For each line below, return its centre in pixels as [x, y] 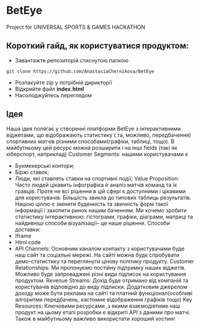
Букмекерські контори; [45, 165]
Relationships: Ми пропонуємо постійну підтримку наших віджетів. [100, 267]
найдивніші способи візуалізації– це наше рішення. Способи [92, 223]
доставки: [28, 229]
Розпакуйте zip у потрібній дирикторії [63, 82]
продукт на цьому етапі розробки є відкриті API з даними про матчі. [103, 312]
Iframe [23, 236]
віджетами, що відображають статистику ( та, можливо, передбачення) [99, 135]
